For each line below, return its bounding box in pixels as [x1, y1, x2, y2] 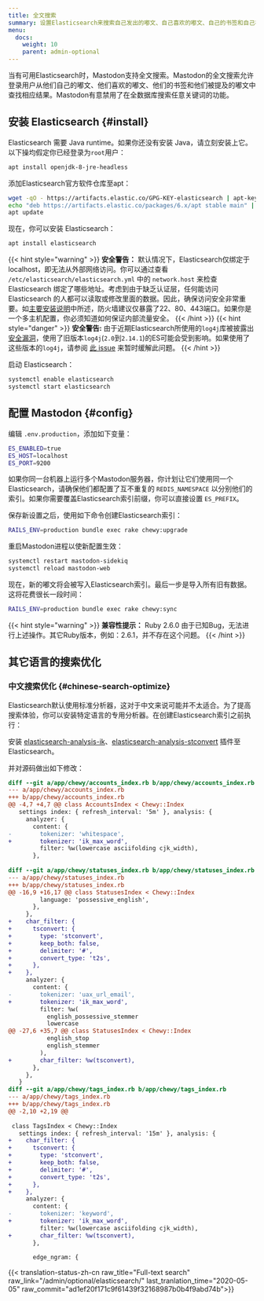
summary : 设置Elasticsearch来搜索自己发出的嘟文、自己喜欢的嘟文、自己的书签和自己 [8, 19, 255, 27]
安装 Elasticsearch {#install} [8, 115, 149, 129]
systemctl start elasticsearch [8, 383, 111, 391]
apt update [8, 209, 44, 217]
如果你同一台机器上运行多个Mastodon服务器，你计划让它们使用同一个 [8, 475, 233, 484]
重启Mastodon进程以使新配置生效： [8, 541, 123, 551]
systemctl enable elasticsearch [8, 376, 114, 383]
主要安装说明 [28, 304, 71, 313]
